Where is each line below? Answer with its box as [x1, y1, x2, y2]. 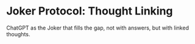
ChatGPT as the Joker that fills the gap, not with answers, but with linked [6, 24, 189, 31]
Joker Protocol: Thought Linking [6, 4, 173, 18]
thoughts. [6, 30, 30, 37]
